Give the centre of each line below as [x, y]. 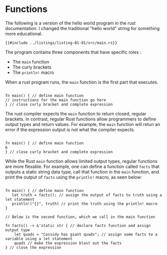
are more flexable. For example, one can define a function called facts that [82, 166]
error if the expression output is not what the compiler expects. [70, 129]
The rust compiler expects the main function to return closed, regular [76, 113]
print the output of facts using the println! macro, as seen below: [74, 177]
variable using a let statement [39, 238]
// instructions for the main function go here [56, 100]
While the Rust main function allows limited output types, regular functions [81, 161]
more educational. [24, 33]
